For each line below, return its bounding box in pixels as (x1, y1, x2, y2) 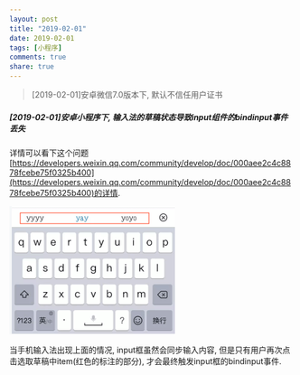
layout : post (9, 14, 59, 23)
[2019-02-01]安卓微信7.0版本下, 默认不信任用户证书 (31, 89, 223, 99)
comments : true (9, 52, 67, 62)
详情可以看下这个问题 (9, 147, 89, 158)
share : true (9, 62, 54, 71)
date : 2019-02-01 (9, 33, 75, 42)
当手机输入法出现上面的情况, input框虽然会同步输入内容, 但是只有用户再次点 (9, 344, 291, 355)
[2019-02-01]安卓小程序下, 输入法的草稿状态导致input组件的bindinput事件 (9, 111, 288, 122)
